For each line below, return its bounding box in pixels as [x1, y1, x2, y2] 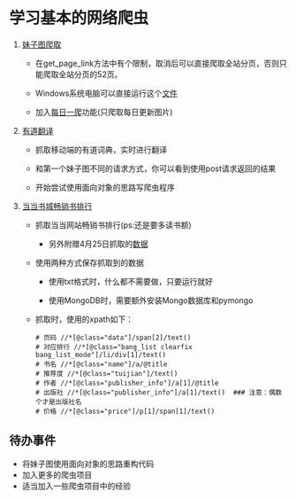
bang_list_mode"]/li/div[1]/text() [34, 350, 166, 359]
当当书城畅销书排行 [21, 200, 93, 211]
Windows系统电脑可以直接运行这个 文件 [34, 88, 178, 98]
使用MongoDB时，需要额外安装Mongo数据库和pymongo [48, 294, 254, 306]
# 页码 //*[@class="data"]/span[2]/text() [34, 333, 192, 342]
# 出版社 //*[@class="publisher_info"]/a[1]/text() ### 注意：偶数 [34, 387, 283, 397]
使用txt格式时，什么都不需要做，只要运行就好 [48, 276, 214, 286]
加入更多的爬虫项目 [21, 469, 93, 480]
